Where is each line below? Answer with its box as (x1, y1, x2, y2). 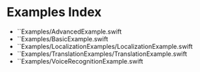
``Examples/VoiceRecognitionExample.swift (16, 57, 143, 65)
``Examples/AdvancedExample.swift (16, 27, 122, 36)
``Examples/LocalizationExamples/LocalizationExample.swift (16, 42, 193, 50)
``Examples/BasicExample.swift (16, 34, 109, 43)
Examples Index (6, 4, 102, 20)
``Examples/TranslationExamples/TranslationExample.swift (16, 50, 188, 58)
